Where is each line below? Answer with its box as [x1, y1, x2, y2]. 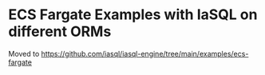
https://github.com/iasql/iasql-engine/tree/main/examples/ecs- [41, 49, 249, 58]
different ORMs [8, 22, 112, 41]
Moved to [8, 49, 40, 58]
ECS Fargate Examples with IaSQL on [8, 6, 258, 24]
